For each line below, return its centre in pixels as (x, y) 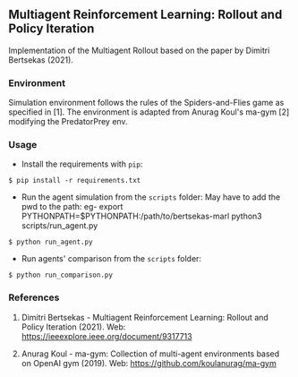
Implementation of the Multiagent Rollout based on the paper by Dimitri (139, 50)
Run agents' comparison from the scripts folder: (111, 259)
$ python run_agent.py (51, 242)
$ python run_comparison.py (61, 275)
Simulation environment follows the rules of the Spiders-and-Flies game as (146, 103)
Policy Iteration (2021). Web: (73, 327)
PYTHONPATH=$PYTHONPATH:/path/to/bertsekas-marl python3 (142, 216)
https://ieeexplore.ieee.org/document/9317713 (107, 336)
